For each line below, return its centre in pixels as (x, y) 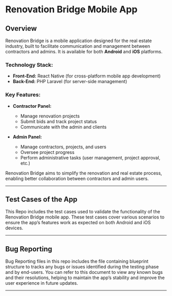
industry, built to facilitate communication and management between (78, 46)
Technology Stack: (29, 65)
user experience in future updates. (42, 283)
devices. (14, 228)
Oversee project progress (47, 152)
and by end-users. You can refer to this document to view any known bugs (84, 272)
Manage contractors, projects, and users (63, 147)
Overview (21, 28)
